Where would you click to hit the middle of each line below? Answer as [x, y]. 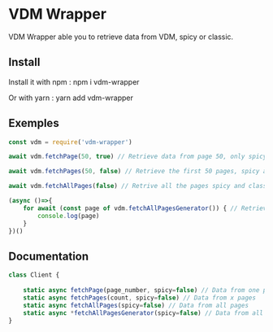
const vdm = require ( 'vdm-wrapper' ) [70, 142]
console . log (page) [69, 216]
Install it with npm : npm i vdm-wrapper [74, 81]
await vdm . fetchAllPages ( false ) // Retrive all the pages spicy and [127, 186]
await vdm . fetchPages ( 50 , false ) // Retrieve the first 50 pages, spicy [134, 172]
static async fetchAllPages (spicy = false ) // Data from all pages [136, 305]
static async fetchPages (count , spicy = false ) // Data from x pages [139, 298]
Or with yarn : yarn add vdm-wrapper [71, 98]
